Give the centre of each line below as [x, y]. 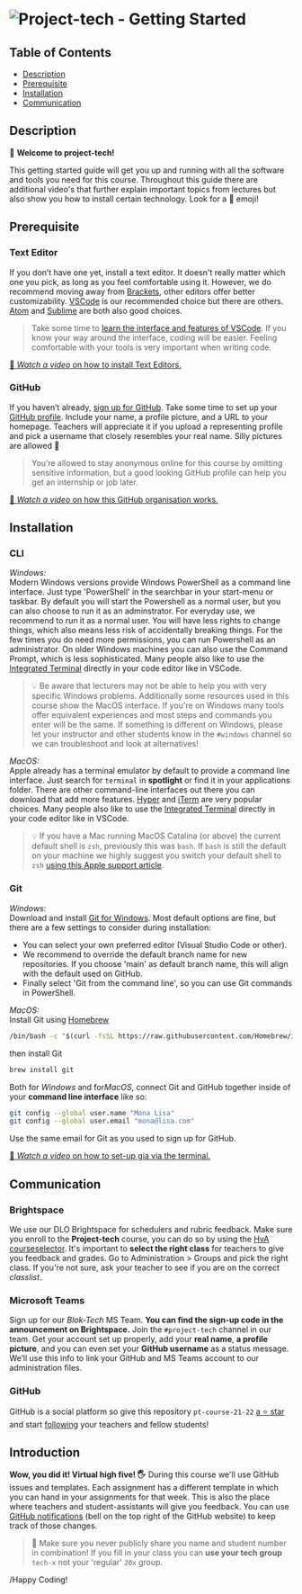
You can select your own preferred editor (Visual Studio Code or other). [155, 945]
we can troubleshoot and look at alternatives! [115, 744]
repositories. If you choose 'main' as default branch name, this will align [155, 963]
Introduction [45, 1452]
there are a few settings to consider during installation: [110, 927]
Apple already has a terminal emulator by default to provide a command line [150, 771]
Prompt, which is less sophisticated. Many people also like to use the [137, 659]
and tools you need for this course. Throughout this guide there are [134, 179]
